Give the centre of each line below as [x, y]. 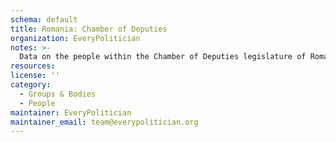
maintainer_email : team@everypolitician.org [104, 122]
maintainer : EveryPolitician [71, 112]
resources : [33, 66]
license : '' [35, 76]
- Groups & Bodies [58, 94]
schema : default [44, 19]
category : [31, 85]
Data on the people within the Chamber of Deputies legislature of [163, 57]
